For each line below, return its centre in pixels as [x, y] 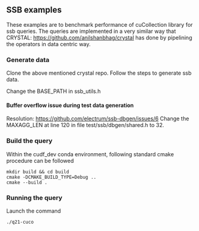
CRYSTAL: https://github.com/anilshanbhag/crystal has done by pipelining [100, 37]
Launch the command [34, 211]
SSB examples [34, 10]
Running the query [34, 198]
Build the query [30, 141]
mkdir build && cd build [38, 172]
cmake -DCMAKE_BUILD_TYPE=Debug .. [51, 177]
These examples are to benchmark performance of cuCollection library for [100, 24]
